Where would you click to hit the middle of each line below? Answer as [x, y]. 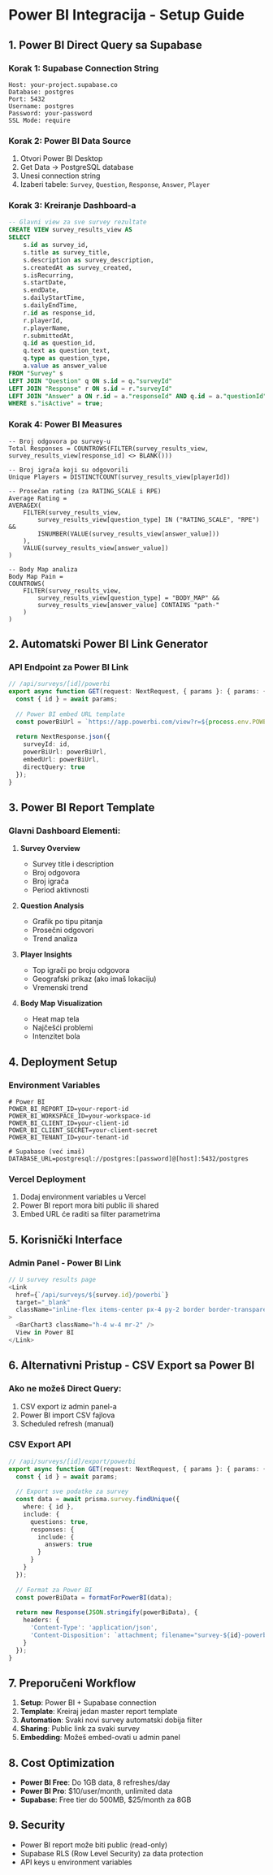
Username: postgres [41, 106]
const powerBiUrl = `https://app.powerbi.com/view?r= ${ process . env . [134, 722]
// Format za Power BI [54, 1590]
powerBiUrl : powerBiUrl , [65, 752]
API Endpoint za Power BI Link [69, 666]
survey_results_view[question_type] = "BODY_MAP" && [129, 598]
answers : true [68, 1545]
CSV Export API [40, 1444]
